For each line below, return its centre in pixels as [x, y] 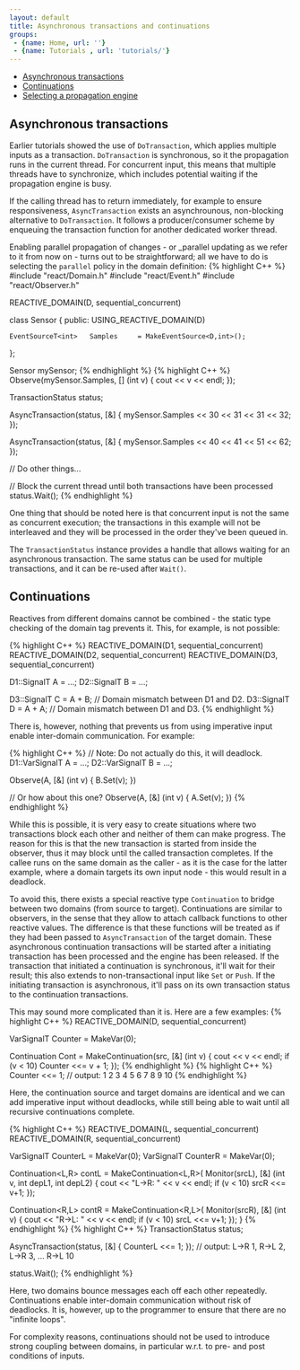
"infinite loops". [38, 1319]
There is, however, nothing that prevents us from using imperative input [141, 726]
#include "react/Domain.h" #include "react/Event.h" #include [122, 276]
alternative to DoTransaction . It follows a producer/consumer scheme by [142, 220]
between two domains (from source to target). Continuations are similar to [146, 909]
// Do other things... [45, 469]
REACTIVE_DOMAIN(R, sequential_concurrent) [95, 1138]
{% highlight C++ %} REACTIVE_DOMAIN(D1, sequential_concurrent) [137, 645]
